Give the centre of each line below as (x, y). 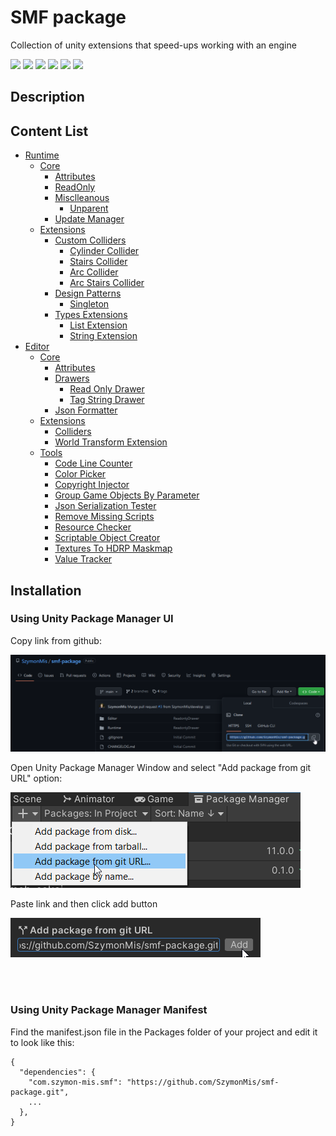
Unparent (89, 208)
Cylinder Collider (104, 251)
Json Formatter (86, 410)
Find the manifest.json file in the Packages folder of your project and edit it (164, 1032)
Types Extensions (91, 315)
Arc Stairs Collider (107, 283)
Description (47, 97)
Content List (49, 131)
